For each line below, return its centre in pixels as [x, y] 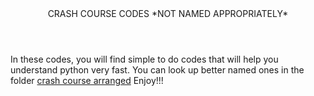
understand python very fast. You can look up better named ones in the [157, 70]
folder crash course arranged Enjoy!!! [87, 80]
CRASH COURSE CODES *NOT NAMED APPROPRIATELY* [168, 13]
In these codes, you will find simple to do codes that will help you [144, 59]
